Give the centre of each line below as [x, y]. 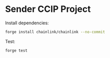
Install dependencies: [27, 23]
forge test [16, 51]
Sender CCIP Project [48, 9]
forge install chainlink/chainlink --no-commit [55, 32]
